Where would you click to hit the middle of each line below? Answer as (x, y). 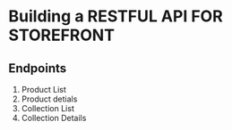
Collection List (48, 108)
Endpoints (38, 68)
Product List (43, 89)
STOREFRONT (62, 35)
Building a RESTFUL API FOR (116, 16)
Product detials (49, 99)
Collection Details (54, 118)
